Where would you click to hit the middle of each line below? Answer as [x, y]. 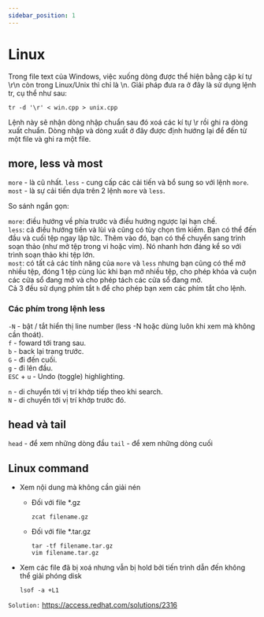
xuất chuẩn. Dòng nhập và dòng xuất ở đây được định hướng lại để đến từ [128, 130]
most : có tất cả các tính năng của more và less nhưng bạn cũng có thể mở [127, 263]
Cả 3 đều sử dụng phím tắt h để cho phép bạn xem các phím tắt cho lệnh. [127, 288]
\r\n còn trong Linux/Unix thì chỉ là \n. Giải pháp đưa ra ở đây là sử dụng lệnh [132, 84]
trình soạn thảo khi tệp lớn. [52, 255]
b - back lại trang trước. [46, 351]
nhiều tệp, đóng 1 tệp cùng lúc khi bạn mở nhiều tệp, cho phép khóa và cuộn [132, 272]
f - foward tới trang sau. [47, 343]
